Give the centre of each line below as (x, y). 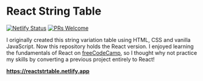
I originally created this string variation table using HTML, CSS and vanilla (98, 40)
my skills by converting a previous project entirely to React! (80, 59)
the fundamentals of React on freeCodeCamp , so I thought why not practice (102, 52)
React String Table (54, 11)
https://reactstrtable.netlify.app (48, 71)
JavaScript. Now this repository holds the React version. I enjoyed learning (100, 46)
